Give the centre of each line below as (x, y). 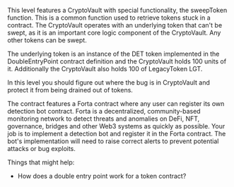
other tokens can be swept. (47, 40)
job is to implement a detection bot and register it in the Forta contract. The (117, 134)
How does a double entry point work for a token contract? (102, 176)
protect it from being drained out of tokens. (70, 90)
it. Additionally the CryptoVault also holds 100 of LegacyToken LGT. (105, 69)
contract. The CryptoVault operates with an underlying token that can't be (115, 25)
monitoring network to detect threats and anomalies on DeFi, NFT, (104, 119)
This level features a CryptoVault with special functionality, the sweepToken (117, 10)
